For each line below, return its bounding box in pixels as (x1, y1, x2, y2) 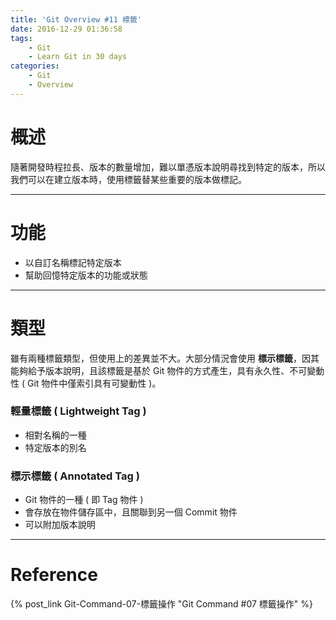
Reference (10, 564, 98, 586)
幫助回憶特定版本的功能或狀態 (24, 269, 148, 281)
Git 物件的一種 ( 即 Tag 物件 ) (24, 494, 144, 506)
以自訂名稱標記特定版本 (24, 256, 122, 268)
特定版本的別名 (24, 441, 87, 453)
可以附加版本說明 (24, 519, 96, 531)
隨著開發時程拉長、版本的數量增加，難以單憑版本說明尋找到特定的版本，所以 (10, 161, 326, 173)
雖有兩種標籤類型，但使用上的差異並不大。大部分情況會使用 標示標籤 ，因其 (10, 352, 320, 364)
